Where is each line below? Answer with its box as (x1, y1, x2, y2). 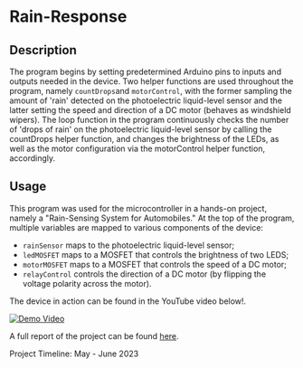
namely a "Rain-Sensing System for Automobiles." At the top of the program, (9, 212, 295, 223)
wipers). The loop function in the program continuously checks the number (9, 115, 289, 125)
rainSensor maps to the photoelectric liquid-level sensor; (22, 240, 235, 250)
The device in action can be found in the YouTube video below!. (9, 296, 247, 307)
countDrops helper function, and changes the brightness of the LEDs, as (9, 134, 279, 144)
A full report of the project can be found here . (9, 330, 179, 341)
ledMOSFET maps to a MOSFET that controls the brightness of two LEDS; (22, 249, 289, 259)
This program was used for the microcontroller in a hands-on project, (9, 203, 268, 213)
